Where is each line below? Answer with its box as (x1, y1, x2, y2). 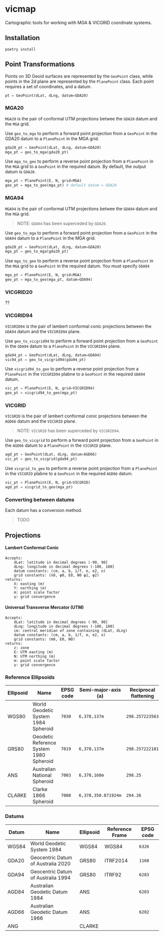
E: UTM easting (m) (14, 650, 54, 655)
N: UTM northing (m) (14, 654, 56, 659)
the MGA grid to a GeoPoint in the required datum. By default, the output (5, 164, 146, 169)
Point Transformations (5, 60, 75, 69)
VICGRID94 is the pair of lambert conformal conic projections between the (5, 323, 152, 329)
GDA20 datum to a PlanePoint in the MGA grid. (5, 136, 99, 142)
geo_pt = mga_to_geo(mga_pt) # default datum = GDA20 (5, 183, 117, 188)
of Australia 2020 (30, 860, 71, 867)
